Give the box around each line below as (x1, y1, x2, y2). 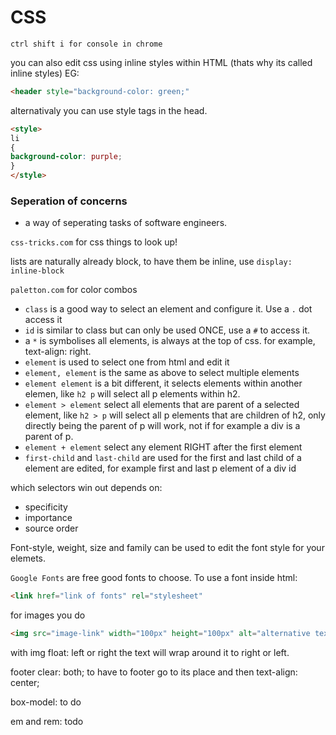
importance (24, 512, 73, 524)
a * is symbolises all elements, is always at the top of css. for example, (24, 335, 316, 347)
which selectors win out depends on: (10, 482, 163, 494)
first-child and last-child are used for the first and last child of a (24, 452, 302, 464)
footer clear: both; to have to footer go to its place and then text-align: (10, 666, 298, 678)
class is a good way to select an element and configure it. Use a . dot (24, 303, 313, 315)
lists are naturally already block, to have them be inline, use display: (10, 256, 293, 268)
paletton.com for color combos (10, 284, 138, 296)
